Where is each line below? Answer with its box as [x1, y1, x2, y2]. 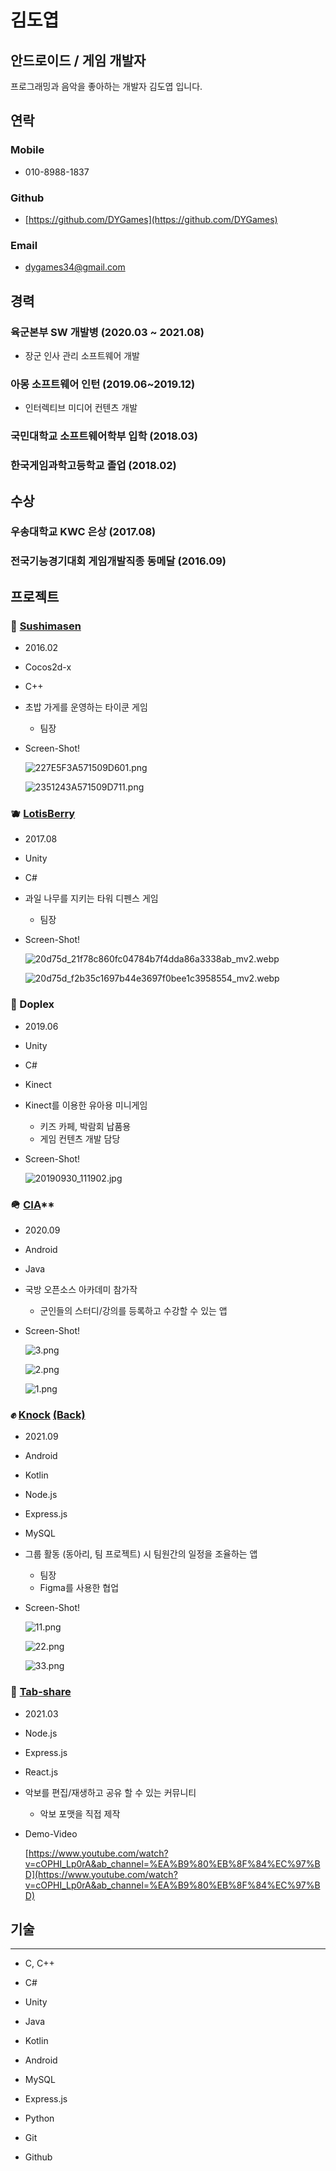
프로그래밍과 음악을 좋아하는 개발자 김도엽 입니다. [10, 81, 203, 92]
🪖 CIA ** [10, 1197, 55, 1211]
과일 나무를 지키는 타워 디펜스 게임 [24, 892, 159, 905]
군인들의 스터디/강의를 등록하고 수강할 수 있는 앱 [39, 1304, 228, 1316]
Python [24, 2112, 55, 2125]
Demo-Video [24, 1827, 78, 1840]
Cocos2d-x [24, 661, 72, 673]
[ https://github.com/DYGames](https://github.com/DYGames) [24, 213, 278, 225]
